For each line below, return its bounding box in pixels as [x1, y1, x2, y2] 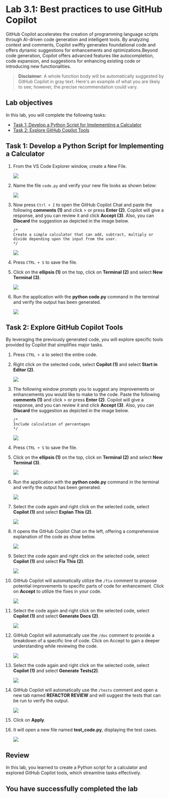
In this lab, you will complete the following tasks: [6, 112, 106, 118]
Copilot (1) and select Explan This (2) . [13, 509, 93, 515]
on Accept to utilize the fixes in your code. [13, 588, 102, 595]
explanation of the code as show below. [13, 534, 96, 540]
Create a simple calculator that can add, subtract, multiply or [13, 232, 153, 237]
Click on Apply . [13, 717, 46, 723]
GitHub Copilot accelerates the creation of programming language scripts [6, 31, 158, 37]
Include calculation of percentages [13, 422, 90, 427]
